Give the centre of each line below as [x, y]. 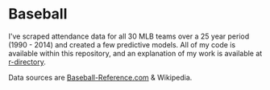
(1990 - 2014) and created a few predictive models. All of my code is [122, 44]
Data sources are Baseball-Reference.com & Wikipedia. [100, 77]
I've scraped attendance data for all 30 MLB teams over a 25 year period [129, 36]
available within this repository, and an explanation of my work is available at [135, 53]
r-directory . [27, 62]
